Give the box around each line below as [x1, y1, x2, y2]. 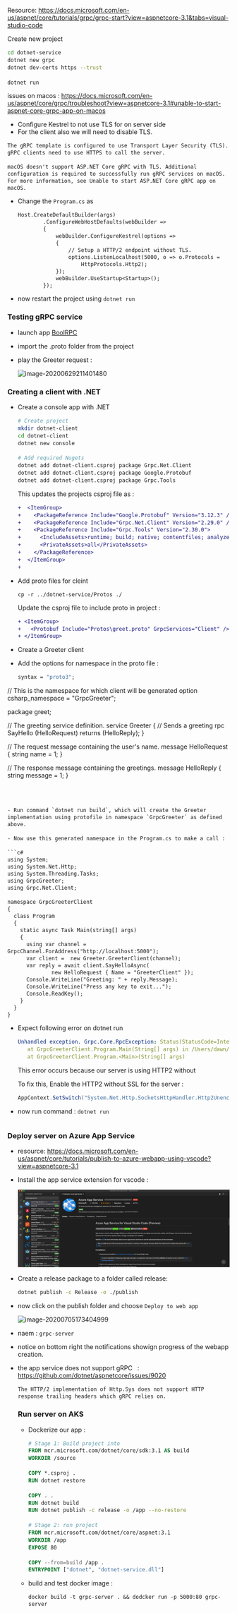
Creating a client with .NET [7, 387, 101, 397]
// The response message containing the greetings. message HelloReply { [7, 763, 221, 772]
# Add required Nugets [17, 454, 85, 461]
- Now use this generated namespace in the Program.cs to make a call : [7, 835, 226, 842]
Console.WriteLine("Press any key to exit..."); [25, 984, 172, 991]
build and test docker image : [28, 1579, 113, 1588]
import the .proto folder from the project [17, 342, 134, 350]
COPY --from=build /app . [28, 1559, 104, 1566]
